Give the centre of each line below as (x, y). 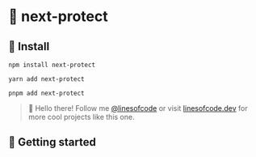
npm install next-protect (52, 65)
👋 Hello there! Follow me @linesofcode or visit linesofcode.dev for (138, 108)
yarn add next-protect (46, 79)
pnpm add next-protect (46, 93)
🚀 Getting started (52, 142)
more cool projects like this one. (81, 117)
